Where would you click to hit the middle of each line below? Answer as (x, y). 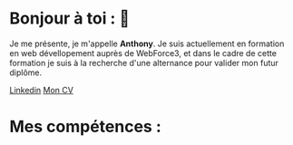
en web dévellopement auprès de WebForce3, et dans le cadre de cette (143, 53)
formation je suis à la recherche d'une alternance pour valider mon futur (144, 63)
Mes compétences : (85, 127)
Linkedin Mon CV (42, 90)
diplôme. (26, 72)
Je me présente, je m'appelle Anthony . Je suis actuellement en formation (147, 43)
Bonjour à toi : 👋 (69, 19)
